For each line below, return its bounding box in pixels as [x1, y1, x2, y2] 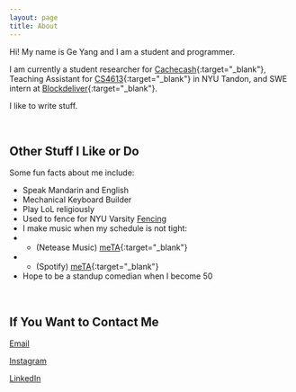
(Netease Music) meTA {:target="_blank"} [35, 242, 188, 253]
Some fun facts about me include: [9, 167, 135, 178]
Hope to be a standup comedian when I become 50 [22, 271, 213, 281]
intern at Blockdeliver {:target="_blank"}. [9, 83, 158, 94]
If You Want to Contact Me [9, 314, 159, 329]
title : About [9, 22, 58, 31]
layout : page [9, 13, 58, 22]
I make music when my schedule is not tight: [22, 223, 187, 234]
